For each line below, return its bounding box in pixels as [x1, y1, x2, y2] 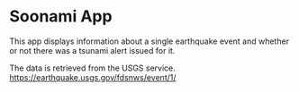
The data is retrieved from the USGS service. [9, 63, 176, 73]
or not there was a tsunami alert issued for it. [9, 45, 176, 55]
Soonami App [9, 6, 113, 27]
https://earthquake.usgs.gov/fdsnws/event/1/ [9, 71, 177, 82]
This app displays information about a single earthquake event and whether [9, 36, 290, 46]
